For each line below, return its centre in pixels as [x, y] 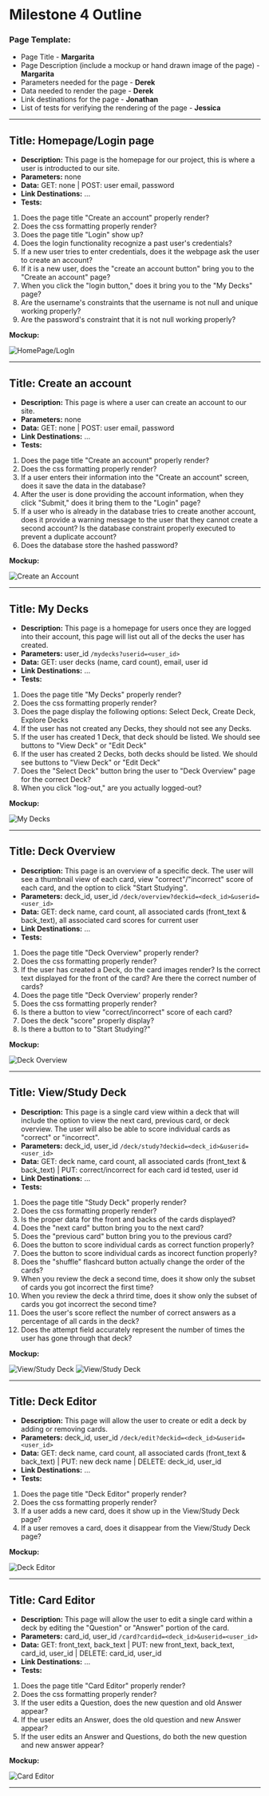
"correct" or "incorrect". [60, 1137]
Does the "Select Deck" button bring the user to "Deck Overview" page [138, 771]
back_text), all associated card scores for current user [109, 920]
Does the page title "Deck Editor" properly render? [103, 1494]
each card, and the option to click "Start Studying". [104, 888]
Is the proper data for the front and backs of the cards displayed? [128, 1219]
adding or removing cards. [64, 1429]
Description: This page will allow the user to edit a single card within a [136, 1619]
